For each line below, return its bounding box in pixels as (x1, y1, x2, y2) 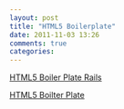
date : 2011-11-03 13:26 (9, 30, 100, 39)
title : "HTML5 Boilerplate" (9, 22, 117, 31)
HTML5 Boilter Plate (9, 90, 85, 101)
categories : (9, 47, 55, 56)
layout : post (9, 13, 59, 23)
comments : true (9, 38, 67, 48)
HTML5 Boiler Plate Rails (9, 72, 102, 83)
